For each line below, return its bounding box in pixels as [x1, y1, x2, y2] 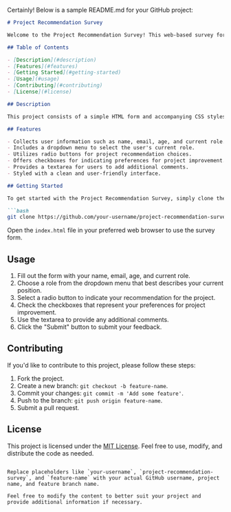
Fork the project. [16, 374, 65, 383]
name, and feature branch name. [7, 480, 100, 487]
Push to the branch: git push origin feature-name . [16, 396, 163, 405]
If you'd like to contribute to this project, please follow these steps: [7, 361, 196, 369]
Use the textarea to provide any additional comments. [16, 316, 170, 324]
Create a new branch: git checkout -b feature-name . [16, 381, 168, 390]
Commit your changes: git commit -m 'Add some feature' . [16, 389, 184, 397]
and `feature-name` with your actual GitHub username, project [34, 474, 220, 481]
